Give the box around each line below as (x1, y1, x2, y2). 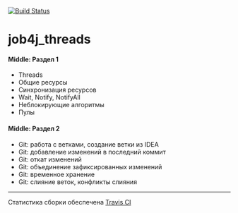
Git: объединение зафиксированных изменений (18, 162, 162, 171)
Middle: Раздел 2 (8, 124, 60, 133)
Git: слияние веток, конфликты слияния (18, 177, 137, 186)
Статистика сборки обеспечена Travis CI (8, 197, 131, 206)
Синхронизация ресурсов (18, 85, 97, 95)
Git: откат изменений (18, 155, 82, 164)
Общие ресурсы (18, 78, 68, 87)
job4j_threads (8, 32, 91, 47)
